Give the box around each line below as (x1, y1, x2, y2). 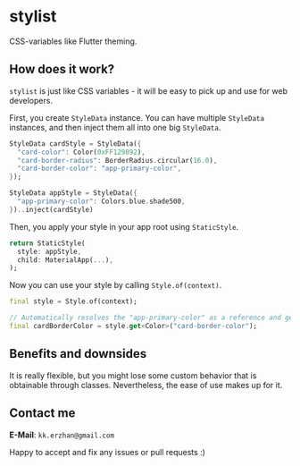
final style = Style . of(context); (9, 297, 138, 306)
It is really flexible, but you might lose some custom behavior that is (9, 369, 257, 381)
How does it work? (9, 62, 115, 77)
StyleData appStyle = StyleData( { (9, 189, 138, 198)
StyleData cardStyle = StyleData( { (9, 139, 142, 148)
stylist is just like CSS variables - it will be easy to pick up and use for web (9, 85, 288, 96)
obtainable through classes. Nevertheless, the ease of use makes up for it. (9, 379, 283, 390)
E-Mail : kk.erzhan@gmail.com (9, 429, 114, 440)
